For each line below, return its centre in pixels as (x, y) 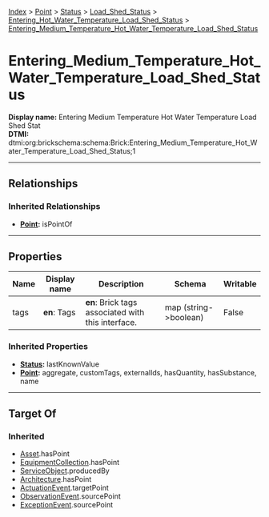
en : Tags (59, 313)
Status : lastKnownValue (60, 364)
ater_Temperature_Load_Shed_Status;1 (72, 150)
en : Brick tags (111, 303)
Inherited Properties (48, 347)
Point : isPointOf (46, 224)
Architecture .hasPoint (56, 479)
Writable (240, 284)
